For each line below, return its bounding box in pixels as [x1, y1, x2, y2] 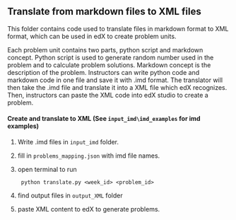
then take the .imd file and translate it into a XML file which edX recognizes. [7, 83, 228, 91]
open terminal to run [17, 166, 77, 174]
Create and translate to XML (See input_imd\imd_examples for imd [7, 115, 201, 123]
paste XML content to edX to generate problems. [17, 205, 160, 214]
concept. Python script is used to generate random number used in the [7, 53, 214, 62]
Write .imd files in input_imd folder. [17, 138, 119, 146]
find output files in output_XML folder [17, 191, 123, 200]
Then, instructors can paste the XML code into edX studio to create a [7, 91, 208, 99]
